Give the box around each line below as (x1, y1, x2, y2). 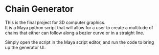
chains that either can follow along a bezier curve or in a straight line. (5, 30, 144, 36)
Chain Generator (5, 3, 74, 15)
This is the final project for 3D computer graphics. (5, 19, 106, 25)
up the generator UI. (5, 44, 46, 50)
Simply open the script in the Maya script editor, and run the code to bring (5, 39, 154, 45)
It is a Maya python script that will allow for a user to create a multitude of (5, 24, 153, 30)
